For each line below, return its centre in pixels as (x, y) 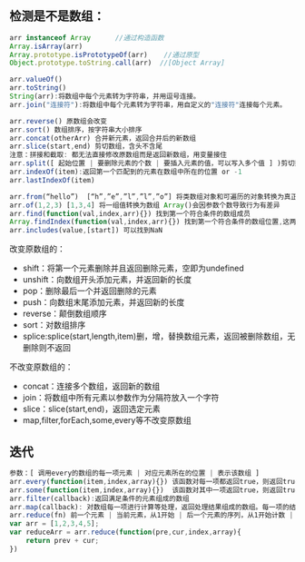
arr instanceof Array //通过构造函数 (87, 38)
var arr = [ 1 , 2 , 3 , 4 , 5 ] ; (54, 524)
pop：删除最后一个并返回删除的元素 (89, 291)
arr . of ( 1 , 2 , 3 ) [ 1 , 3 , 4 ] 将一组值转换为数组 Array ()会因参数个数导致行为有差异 (145, 205)
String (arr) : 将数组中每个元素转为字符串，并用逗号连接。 (105, 97)
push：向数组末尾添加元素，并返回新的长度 (103, 302)
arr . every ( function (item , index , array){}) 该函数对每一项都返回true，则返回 (146, 481)
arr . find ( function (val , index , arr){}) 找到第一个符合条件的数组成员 (130, 213)
